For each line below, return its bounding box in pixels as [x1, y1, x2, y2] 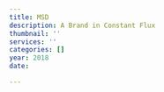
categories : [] [9, 46, 65, 54]
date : [9, 62, 29, 71]
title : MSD [9, 12, 49, 22]
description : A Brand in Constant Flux [9, 21, 156, 30]
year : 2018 [9, 53, 49, 62]
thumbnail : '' [9, 29, 62, 38]
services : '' [9, 37, 57, 46]
